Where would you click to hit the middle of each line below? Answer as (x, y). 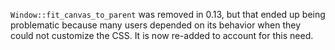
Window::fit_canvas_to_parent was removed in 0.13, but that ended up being (168, 14)
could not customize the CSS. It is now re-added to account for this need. (162, 35)
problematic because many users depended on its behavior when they (156, 25)
